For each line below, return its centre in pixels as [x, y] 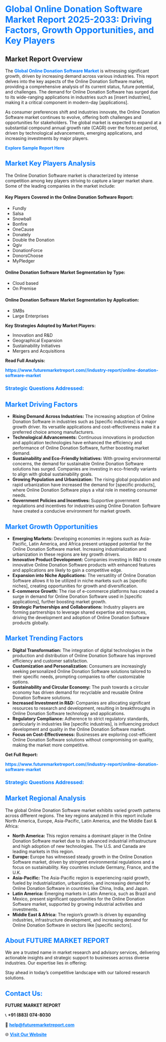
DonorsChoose [28, 256]
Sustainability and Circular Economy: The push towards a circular [81, 687]
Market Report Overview [44, 59]
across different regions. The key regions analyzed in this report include [79, 815]
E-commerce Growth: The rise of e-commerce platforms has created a [85, 591]
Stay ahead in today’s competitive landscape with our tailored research [78, 973]
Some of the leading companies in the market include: [60, 186]
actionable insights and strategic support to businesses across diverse [77, 958]
